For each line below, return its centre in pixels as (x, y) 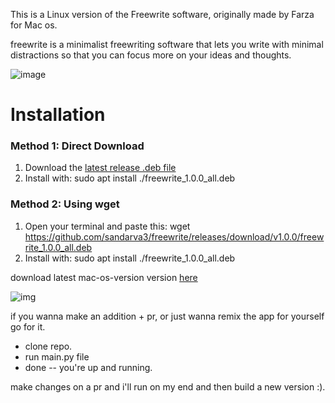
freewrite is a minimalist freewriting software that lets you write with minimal (167, 44)
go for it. (28, 326)
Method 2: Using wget (65, 204)
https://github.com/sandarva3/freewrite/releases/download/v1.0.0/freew (174, 236)
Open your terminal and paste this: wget (107, 226)
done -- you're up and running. (88, 367)
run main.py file (57, 356)
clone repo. (48, 346)
